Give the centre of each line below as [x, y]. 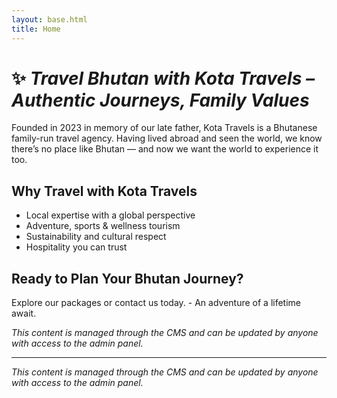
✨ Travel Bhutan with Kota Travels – [163, 78]
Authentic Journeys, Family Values [160, 100]
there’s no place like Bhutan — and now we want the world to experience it [165, 149]
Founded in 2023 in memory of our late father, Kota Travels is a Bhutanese [164, 128]
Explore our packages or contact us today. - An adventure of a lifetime [156, 303]
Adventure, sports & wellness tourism [103, 226]
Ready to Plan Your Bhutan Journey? [127, 278]
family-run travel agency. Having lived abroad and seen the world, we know [167, 138]
